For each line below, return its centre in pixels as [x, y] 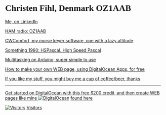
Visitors [34, 107]
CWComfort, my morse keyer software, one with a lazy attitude [69, 40]
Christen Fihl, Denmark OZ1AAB [68, 8]
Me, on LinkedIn [21, 21]
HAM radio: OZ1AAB [25, 31]
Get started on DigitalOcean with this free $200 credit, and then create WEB [83, 93]
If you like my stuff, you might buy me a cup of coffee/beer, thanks [73, 79]
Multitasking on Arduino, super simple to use [51, 59]
